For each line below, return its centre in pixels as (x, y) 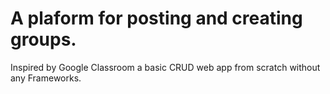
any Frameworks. (46, 78)
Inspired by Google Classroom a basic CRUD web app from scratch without (165, 67)
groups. (43, 39)
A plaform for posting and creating (156, 18)
